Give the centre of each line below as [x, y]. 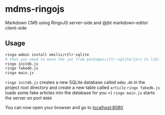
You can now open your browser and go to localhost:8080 [64, 108]
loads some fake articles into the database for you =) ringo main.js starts [80, 93]
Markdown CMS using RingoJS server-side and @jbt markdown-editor [77, 23]
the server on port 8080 [29, 98]
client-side [16, 28]
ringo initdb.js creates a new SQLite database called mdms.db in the [75, 83]
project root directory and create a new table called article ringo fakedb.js [82, 87]
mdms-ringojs [35, 9]
